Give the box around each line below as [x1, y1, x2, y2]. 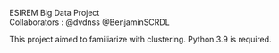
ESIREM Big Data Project [9, 8, 100, 18]
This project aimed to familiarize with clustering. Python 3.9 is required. [9, 34, 272, 44]
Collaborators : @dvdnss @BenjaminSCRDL [9, 17, 170, 27]
